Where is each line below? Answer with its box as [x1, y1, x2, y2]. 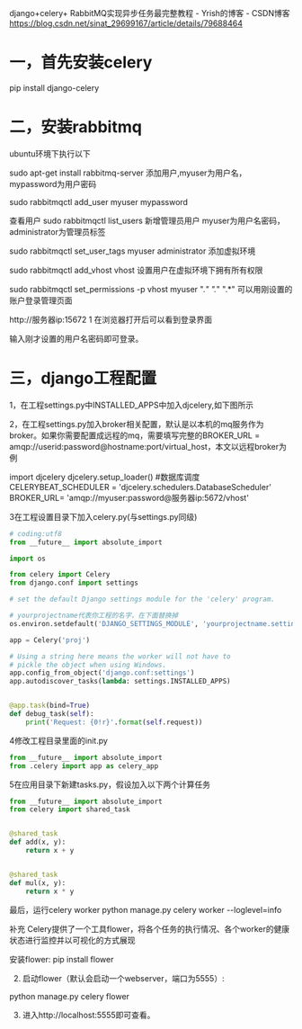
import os [9, 554, 47, 563]
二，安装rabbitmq [9, 117, 142, 138]
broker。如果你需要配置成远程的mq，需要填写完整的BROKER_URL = [9, 430, 261, 441]
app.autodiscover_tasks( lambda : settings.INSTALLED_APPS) [9, 677, 231, 686]
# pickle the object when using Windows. [9, 660, 167, 669]
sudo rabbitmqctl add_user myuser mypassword [9, 196, 189, 207]
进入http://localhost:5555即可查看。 [22, 1009, 155, 1020]
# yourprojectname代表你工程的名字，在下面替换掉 [9, 611, 179, 621]
